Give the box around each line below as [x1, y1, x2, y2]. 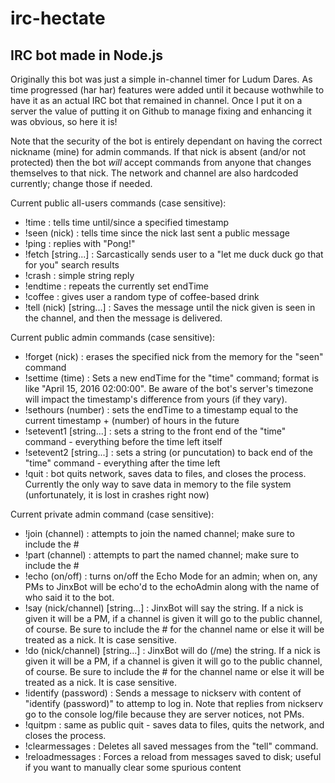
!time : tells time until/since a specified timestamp [24, 217, 229, 228]
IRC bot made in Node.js [10, 47, 163, 64]
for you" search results [24, 259, 120, 271]
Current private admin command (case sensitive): [10, 508, 215, 520]
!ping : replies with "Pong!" [24, 238, 136, 249]
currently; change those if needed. [10, 178, 153, 189]
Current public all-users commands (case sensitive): [10, 197, 227, 209]
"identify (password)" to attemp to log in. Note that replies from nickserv [24, 698, 324, 709]
